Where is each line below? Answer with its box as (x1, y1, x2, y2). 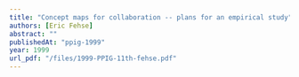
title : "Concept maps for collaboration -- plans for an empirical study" (9, 12, 293, 22)
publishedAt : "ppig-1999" (9, 37, 105, 47)
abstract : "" (9, 29, 58, 38)
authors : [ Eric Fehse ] (9, 21, 93, 30)
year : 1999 (9, 46, 50, 55)
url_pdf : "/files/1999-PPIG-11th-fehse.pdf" (9, 54, 177, 63)
